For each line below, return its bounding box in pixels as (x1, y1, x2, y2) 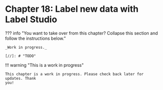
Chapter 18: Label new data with (5, 3, 139, 15)
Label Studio (5, 14, 57, 25)
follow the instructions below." (5, 35, 66, 41)
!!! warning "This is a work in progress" (5, 62, 84, 68)
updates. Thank (5, 76, 36, 81)
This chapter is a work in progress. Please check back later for (5, 71, 144, 77)
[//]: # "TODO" (5, 53, 36, 59)
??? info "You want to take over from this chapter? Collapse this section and (5, 30, 158, 36)
